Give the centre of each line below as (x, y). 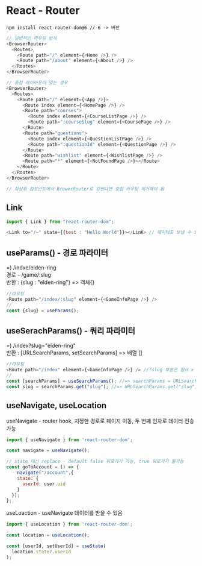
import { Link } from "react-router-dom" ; (60, 222)
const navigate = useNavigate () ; (48, 451)
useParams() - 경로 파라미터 (57, 253)
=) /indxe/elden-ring (31, 268)
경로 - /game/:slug (29, 275)
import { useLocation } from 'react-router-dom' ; (70, 524)
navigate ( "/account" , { (45, 473)
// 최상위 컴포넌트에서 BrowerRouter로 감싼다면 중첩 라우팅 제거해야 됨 (85, 189)
